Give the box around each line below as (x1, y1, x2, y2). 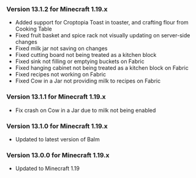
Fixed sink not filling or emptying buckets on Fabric (15, 57, 145, 65)
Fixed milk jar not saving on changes (15, 45, 108, 52)
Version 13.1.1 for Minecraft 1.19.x (6, 92, 106, 101)
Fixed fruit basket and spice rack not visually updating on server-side (15, 32, 190, 39)
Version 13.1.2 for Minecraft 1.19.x (6, 5, 108, 13)
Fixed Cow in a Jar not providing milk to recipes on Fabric (15, 77, 161, 84)
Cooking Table (15, 25, 52, 32)
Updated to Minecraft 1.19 (15, 165, 80, 172)
